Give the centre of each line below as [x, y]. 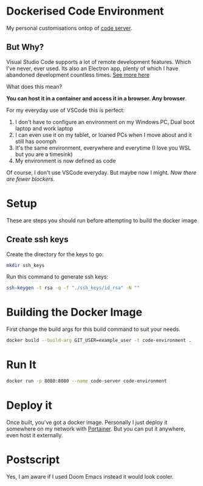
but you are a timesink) [44, 154]
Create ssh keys [37, 239]
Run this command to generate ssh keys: [57, 277]
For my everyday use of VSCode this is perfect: [66, 110]
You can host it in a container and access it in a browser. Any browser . [97, 98]
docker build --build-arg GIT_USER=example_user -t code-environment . [99, 341]
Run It [21, 365]
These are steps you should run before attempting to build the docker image [102, 220]
